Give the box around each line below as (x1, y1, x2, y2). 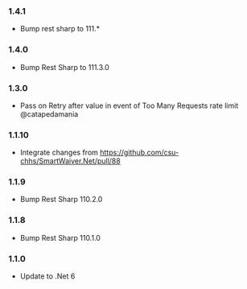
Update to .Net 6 (19, 271, 76, 281)
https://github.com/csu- (100, 147, 179, 158)
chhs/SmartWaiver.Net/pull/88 (19, 156, 121, 166)
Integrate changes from (19, 147, 99, 158)
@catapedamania (19, 109, 79, 118)
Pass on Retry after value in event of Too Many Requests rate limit (19, 101, 239, 110)
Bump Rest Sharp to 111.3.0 (19, 62, 110, 72)
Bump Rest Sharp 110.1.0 (19, 233, 101, 242)
